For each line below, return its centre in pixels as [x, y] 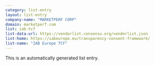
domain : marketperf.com [31, 24]
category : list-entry [28, 10]
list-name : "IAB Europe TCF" [36, 43]
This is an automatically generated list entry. [52, 58]
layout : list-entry [26, 15]
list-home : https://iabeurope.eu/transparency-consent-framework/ [78, 39]
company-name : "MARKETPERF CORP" [41, 19]
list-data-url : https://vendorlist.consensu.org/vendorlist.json [76, 34]
